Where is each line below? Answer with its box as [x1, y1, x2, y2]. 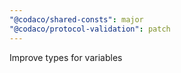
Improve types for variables [9, 51, 123, 63]
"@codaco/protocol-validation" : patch [9, 24, 171, 34]
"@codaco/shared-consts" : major [9, 14, 144, 25]
